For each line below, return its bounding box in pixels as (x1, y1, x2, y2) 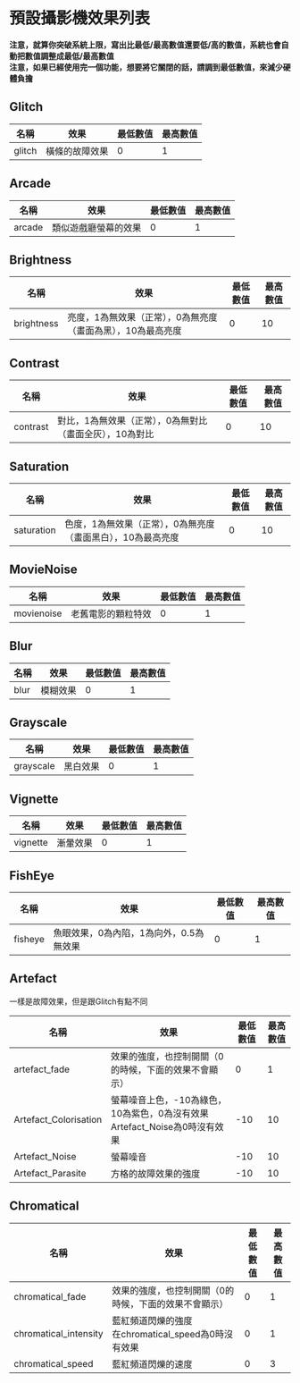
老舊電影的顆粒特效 (71, 607, 152, 620)
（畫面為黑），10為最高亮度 (67, 325, 182, 337)
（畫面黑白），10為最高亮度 (64, 531, 180, 544)
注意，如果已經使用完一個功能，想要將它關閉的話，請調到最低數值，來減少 (9, 62, 283, 72)
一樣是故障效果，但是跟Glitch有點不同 (9, 996, 148, 1007)
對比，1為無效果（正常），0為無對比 (57, 415, 208, 427)
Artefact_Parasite (13, 1167, 87, 1179)
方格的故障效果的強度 (110, 1168, 201, 1180)
